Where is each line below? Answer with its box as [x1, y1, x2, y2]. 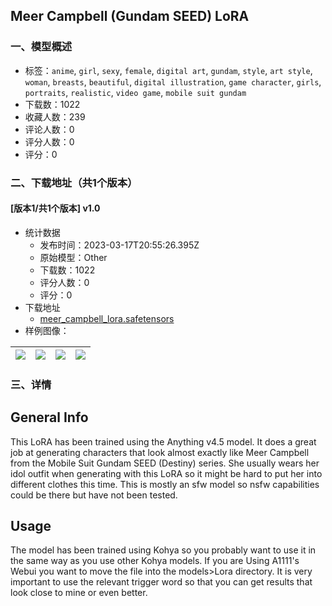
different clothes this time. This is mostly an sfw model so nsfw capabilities [10, 478, 320, 490]
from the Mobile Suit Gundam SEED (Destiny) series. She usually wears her [10, 457, 320, 469]
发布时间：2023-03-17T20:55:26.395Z [39, 239, 200, 251]
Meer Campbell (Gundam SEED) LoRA [10, 8, 250, 25]
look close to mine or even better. [10, 587, 148, 599]
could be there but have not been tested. [10, 489, 178, 501]
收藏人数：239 [24, 110, 86, 123]
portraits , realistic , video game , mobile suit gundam [24, 86, 247, 98]
